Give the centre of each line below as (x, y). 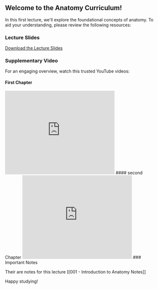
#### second (129, 173)
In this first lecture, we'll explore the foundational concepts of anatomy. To (79, 19)
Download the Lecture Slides (34, 48)
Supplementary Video (32, 61)
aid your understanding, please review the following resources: (68, 25)
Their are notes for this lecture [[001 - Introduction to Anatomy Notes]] (75, 271)
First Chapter (19, 82)
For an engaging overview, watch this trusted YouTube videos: (67, 71)
